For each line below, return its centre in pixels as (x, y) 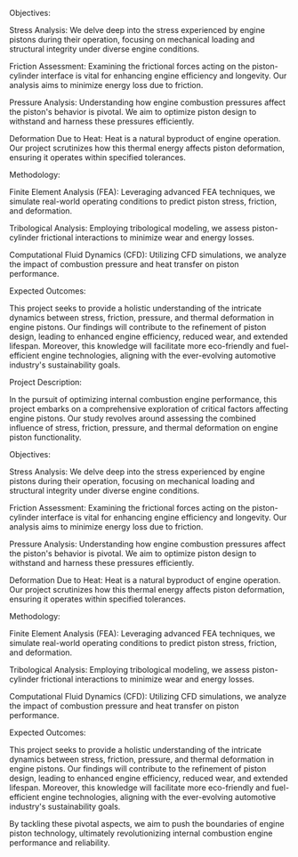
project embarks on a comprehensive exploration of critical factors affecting (149, 409)
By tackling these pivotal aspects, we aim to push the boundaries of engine (147, 824)
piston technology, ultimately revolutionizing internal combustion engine (141, 833)
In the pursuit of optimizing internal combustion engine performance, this (143, 399)
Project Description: (46, 382)
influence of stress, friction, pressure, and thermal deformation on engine (144, 428)
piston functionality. (45, 437)
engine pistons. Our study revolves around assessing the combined (133, 418)
